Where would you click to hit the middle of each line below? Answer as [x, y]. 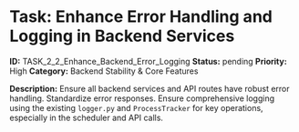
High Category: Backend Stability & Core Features [104, 71]
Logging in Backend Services [122, 36]
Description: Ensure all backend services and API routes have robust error [149, 88]
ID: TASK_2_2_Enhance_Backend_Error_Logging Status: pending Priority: [148, 61]
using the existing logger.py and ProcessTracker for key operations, [136, 107]
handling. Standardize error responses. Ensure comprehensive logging [142, 98]
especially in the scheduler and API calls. [87, 117]
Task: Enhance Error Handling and [141, 17]
